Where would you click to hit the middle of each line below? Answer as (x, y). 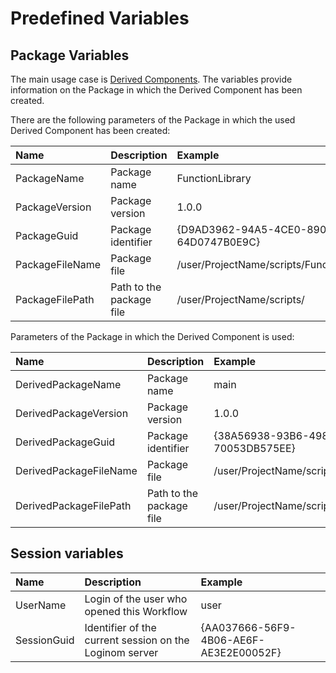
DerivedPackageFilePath (73, 505)
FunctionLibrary (214, 178)
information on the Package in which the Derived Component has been (156, 90)
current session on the (137, 640)
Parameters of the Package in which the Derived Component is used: (152, 336)
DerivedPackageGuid (65, 442)
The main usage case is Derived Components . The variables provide (151, 79)
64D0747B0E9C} (218, 242)
